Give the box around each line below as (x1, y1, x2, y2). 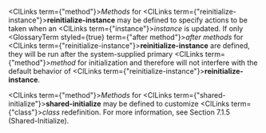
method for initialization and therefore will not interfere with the (50, 58, 258, 67)
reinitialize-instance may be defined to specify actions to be (46, 15, 248, 25)
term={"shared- (173, 91, 226, 99)
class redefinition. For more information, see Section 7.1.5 (42, 107, 230, 117)
